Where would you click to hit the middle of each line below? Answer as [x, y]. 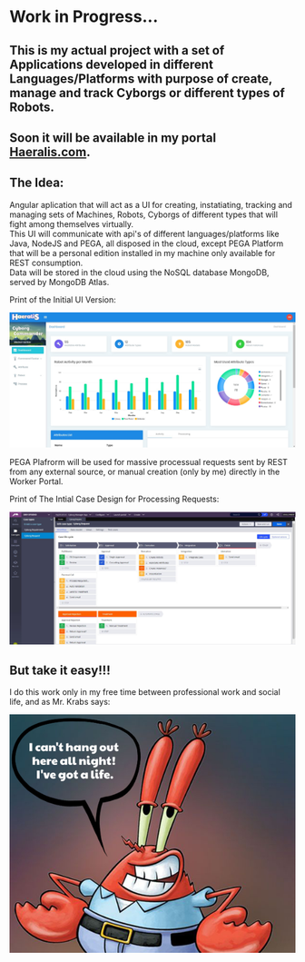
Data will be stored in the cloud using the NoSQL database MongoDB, [139, 272]
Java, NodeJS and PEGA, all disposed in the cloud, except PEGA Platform [147, 243]
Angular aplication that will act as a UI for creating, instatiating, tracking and [151, 204]
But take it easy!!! [60, 670]
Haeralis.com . [50, 152]
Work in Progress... [84, 17]
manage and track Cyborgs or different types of [148, 93]
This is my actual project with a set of [117, 50]
